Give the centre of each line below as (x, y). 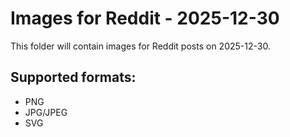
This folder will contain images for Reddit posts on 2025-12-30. (140, 46)
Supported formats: (73, 77)
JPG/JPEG (46, 112)
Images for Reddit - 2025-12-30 (145, 18)
